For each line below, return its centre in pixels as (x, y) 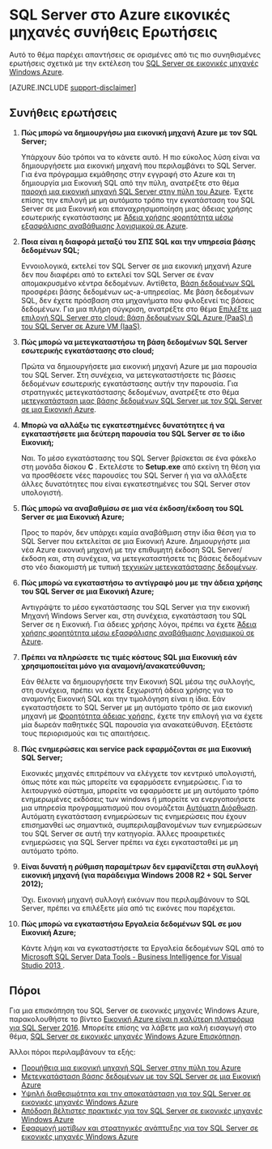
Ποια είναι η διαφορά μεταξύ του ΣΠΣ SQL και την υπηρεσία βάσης (138, 242)
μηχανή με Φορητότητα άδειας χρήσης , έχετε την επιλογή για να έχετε (142, 716)
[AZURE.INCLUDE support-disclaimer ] (73, 88)
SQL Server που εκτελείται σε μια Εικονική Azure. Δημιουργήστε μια (135, 541)
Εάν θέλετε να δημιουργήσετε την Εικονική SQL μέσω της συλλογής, (138, 681)
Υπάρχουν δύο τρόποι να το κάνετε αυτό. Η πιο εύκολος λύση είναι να (140, 156)
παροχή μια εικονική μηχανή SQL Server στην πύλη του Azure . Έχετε (137, 191)
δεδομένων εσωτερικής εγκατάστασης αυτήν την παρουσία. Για (130, 384)
